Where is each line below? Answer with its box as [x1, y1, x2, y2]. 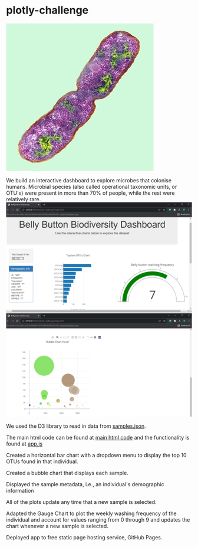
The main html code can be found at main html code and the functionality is [6, 434, 190, 441]
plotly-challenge [6, 4, 89, 17]
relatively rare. [6, 195, 41, 202]
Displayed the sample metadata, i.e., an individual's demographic [6, 480, 164, 487]
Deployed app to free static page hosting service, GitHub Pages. [6, 533, 163, 541]
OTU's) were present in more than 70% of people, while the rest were [6, 189, 175, 196]
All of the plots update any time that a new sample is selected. [6, 498, 157, 505]
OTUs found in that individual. [6, 458, 78, 465]
